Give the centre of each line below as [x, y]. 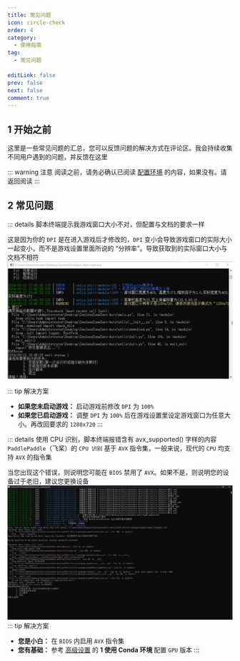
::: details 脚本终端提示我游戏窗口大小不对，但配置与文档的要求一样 [106, 224]
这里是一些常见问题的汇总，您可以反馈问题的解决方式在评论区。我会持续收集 [120, 148]
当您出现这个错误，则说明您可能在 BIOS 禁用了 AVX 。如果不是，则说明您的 [115, 472]
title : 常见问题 [29, 15]
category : [22, 38]
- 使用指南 [28, 45]
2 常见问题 [30, 206]
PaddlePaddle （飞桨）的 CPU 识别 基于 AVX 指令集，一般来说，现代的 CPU [112, 448]
